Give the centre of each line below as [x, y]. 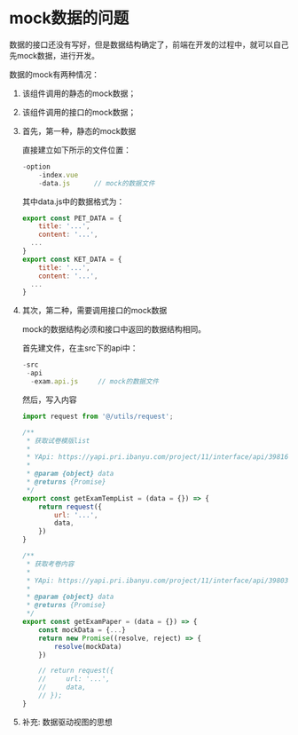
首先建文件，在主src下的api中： [80, 348]
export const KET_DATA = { [72, 259]
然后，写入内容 [49, 399]
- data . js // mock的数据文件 [97, 183]
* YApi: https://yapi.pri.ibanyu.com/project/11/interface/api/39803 [157, 581]
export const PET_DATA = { [72, 218]
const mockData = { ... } [82, 630]
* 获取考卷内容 [50, 564]
